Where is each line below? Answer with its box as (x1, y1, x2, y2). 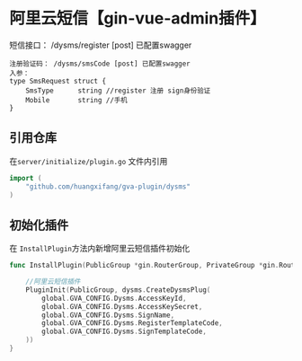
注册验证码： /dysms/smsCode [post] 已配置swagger (9, 59, 191, 68)
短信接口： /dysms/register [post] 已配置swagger (9, 40, 192, 50)
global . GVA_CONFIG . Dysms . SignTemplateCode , (41, 327, 207, 337)
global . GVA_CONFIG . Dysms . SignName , (41, 311, 175, 320)
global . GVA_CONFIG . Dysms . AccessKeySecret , (41, 302, 203, 311)
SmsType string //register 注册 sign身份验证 (25, 86, 211, 95)
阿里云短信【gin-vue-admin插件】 (9, 8, 267, 29)
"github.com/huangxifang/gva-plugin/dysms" (25, 181, 191, 191)
